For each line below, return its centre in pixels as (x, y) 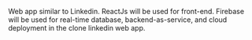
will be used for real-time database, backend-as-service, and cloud (118, 20)
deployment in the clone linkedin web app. (77, 28)
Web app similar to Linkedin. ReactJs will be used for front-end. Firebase (126, 11)
